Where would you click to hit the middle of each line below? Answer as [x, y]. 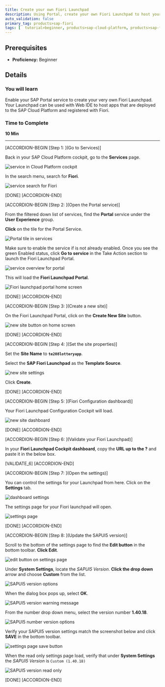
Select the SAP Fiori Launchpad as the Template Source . [63, 363]
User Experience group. [30, 220]
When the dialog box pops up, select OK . [47, 593]
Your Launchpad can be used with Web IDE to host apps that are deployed [80, 105]
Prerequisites [26, 48]
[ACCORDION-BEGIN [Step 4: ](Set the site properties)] [61, 344]
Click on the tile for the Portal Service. [44, 229]
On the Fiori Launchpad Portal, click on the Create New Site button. [73, 315]
